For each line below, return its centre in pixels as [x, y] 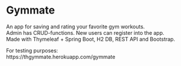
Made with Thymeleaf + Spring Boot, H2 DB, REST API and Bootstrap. [91, 39]
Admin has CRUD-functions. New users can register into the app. [85, 32]
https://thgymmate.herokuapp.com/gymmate [61, 57]
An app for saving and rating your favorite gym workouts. [75, 27]
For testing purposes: [32, 50]
